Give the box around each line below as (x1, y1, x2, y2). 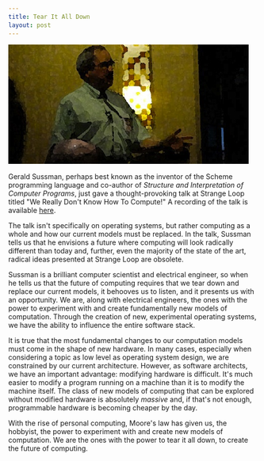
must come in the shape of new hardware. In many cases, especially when (8, 344, 252, 353)
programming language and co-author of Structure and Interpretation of (8, 180, 244, 189)
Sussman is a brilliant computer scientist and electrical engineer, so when (8, 269, 248, 279)
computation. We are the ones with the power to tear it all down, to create (8, 435, 248, 444)
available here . (8, 205, 56, 215)
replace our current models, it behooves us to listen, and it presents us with (8, 286, 255, 296)
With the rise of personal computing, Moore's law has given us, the (8, 418, 228, 428)
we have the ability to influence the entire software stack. (8, 320, 196, 330)
